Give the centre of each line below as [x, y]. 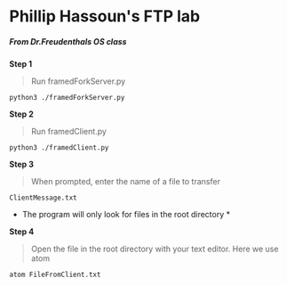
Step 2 [21, 114]
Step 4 [22, 232]
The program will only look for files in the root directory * [126, 215]
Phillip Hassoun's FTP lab [105, 16]
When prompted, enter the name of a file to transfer [125, 182]
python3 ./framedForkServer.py [67, 98]
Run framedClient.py [68, 132]
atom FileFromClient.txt [55, 275]
